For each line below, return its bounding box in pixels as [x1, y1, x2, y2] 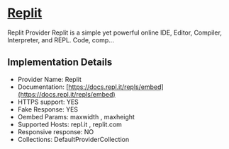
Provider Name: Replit [17, 75, 82, 83]
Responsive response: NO [17, 127, 94, 136]
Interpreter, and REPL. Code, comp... [7, 35, 115, 44]
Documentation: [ [17, 83, 69, 91]
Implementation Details [7, 56, 113, 68]
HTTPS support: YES [17, 97, 79, 106]
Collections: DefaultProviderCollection [17, 135, 130, 143]
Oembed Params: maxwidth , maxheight [17, 112, 135, 121]
